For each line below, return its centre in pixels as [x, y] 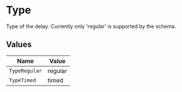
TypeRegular [26, 71]
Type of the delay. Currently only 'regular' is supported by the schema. [91, 26]
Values [19, 45]
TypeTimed [22, 80]
